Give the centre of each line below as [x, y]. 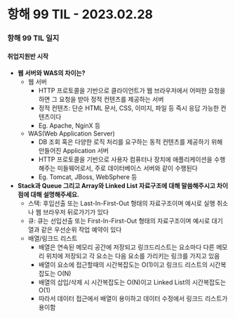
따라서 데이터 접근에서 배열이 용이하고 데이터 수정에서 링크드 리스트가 [133, 298]
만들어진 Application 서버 [73, 151]
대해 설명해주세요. [55, 194]
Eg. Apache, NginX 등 [69, 126]
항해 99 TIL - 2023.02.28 [80, 14]
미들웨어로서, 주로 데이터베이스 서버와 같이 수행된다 [127, 168]
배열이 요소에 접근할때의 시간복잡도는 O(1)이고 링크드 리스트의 [123, 265]
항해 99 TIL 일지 [33, 38]
